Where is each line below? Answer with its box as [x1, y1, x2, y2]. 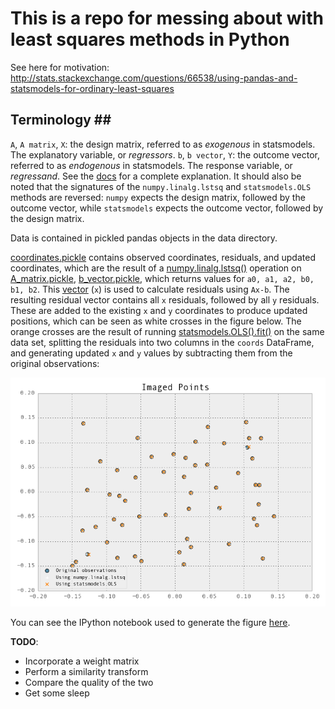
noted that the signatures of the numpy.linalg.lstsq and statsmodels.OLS [10, 180, 312, 192]
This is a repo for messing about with [10, 7, 324, 30]
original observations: [10, 357, 100, 369]
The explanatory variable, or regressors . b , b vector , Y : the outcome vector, [10, 148, 321, 161]
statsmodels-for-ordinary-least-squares [10, 82, 175, 94]
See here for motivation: [10, 61, 110, 73]
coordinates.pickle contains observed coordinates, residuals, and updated [10, 251, 316, 263]
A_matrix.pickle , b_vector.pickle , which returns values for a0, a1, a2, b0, [10, 272, 315, 284]
